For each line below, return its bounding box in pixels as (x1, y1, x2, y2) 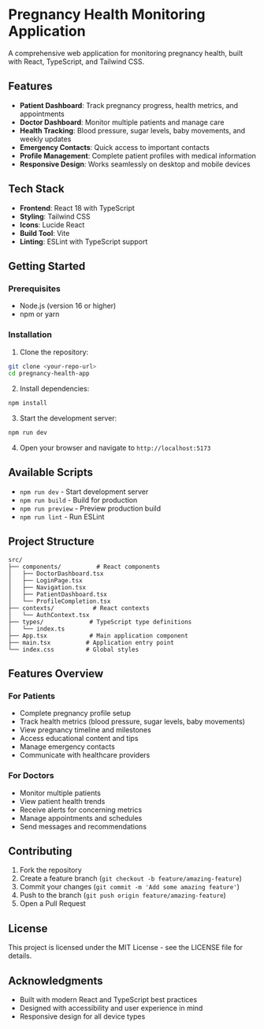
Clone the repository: (19, 347, 89, 357)
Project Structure (8, 535, 95, 548)
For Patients (8, 690, 55, 702)
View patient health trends (19, 796, 106, 806)
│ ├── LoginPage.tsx (8, 576, 83, 585)
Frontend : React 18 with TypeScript (19, 203, 136, 212)
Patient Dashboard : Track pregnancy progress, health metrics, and (19, 100, 239, 110)
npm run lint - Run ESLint (19, 511, 105, 522)
